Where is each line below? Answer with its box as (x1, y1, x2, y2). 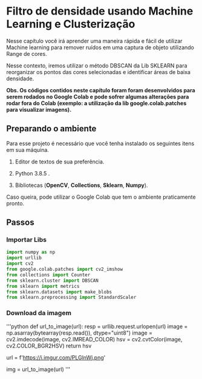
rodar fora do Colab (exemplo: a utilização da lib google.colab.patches (6, 99, 187, 107)
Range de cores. (6, 50, 47, 57)
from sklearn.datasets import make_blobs (6, 289, 112, 295)
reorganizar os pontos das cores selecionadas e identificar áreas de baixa (6, 68, 191, 75)
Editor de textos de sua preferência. (15, 158, 105, 165)
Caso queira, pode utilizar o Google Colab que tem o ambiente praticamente (6, 193, 196, 200)
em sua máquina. (6, 146, 50, 153)
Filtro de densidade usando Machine (6, 4, 194, 18)
